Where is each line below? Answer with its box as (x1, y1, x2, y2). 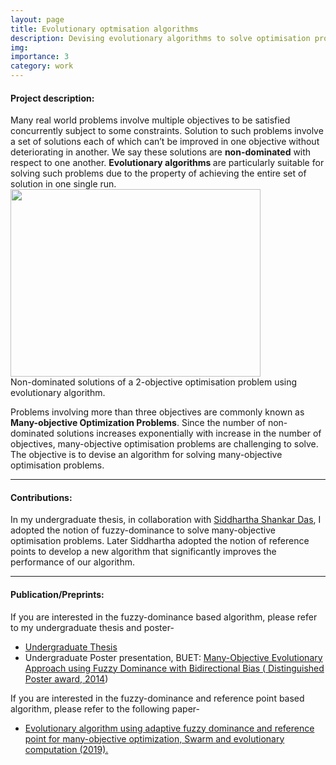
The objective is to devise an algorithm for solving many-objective (10, 449, 283, 461)
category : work (10, 61, 74, 71)
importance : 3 (10, 52, 70, 62)
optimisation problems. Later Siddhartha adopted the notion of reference (10, 535, 310, 547)
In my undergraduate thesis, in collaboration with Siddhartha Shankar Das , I (10, 514, 322, 526)
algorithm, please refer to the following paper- (10, 702, 201, 715)
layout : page (10, 14, 65, 25)
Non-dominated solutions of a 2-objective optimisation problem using (10, 376, 298, 388)
